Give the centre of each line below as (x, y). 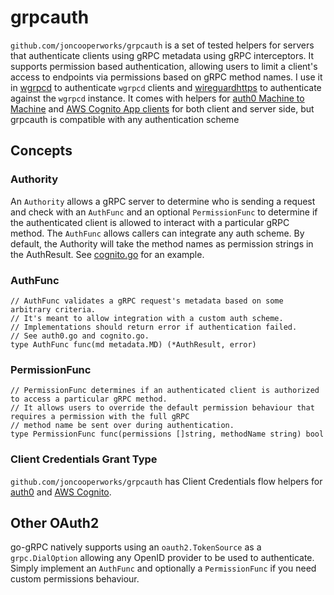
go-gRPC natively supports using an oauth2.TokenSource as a (136, 547)
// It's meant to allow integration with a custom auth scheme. (147, 318)
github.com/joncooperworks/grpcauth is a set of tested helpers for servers (162, 45)
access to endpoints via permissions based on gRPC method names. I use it (166, 77)
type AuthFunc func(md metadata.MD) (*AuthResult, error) (133, 344)
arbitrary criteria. (53, 309)
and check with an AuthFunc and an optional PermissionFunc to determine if (164, 212)
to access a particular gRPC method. (89, 399)
